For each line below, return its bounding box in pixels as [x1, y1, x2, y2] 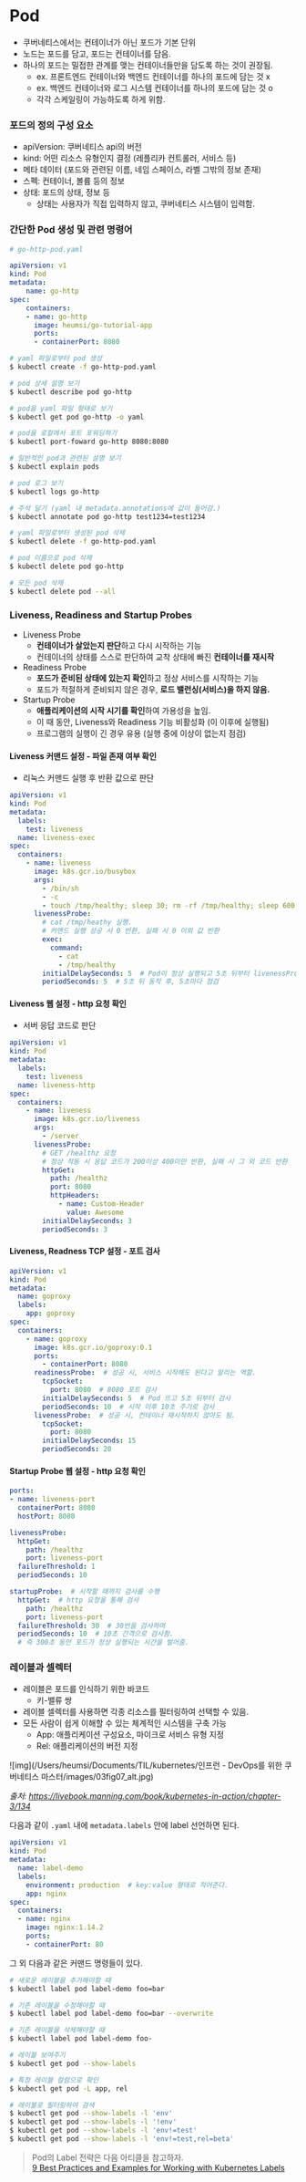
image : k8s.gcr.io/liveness [33, 1115, 141, 1124]
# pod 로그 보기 [9, 478, 64, 488]
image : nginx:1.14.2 [25, 1923, 104, 1932]
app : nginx [25, 1889, 67, 1898]
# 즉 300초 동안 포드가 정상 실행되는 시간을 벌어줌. [17, 1638, 189, 1647]
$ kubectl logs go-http [9, 487, 100, 496]
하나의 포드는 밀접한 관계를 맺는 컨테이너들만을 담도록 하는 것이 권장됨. [22, 59, 273, 70]
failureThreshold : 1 [17, 1562, 96, 1572]
